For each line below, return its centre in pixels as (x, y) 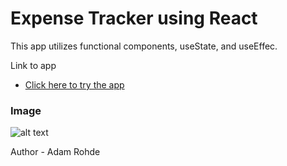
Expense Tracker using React (134, 18)
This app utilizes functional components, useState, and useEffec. (144, 46)
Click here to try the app (74, 84)
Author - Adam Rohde (55, 152)
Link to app (33, 65)
